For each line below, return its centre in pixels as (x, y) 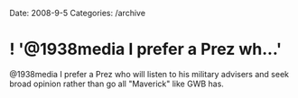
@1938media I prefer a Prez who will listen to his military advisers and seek (149, 74)
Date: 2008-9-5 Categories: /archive (78, 13)
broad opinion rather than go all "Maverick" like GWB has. (116, 84)
